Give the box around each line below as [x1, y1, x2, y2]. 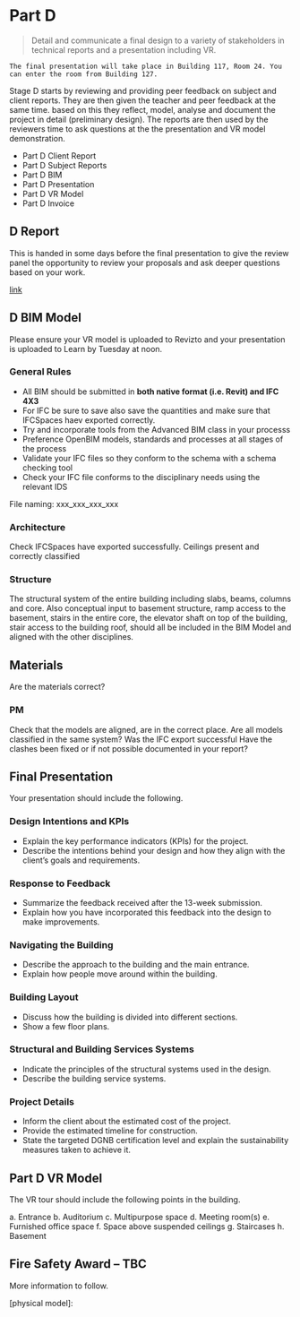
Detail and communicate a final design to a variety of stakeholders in [30, 35, 285, 46]
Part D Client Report [21, 150, 97, 161]
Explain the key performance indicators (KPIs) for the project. [21, 835, 249, 847]
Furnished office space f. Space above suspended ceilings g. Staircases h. [9, 1220, 285, 1232]
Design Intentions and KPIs [9, 815, 130, 828]
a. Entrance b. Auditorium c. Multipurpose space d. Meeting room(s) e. [9, 1211, 270, 1222]
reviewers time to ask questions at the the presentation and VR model [9, 123, 266, 134]
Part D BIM [21, 169, 63, 180]
